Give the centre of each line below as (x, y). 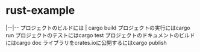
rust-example (40, 10)
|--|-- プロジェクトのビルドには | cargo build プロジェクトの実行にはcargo (98, 27)
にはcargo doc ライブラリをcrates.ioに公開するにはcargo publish (86, 42)
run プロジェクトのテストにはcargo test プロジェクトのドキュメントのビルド (100, 35)
